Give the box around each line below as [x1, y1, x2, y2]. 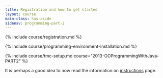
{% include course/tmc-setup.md [5, 53, 73, 59]
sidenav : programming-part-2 [5, 20, 65, 26]
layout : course [5, 12, 36, 17]
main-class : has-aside [5, 16, 52, 21]
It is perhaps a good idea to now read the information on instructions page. [5, 68, 157, 74]
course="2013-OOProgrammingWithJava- [73, 53, 159, 59]
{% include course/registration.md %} [5, 34, 82, 40]
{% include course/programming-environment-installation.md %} [5, 43, 137, 49]
